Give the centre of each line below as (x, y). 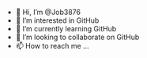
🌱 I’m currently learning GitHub (66, 29)
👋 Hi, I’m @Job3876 (48, 12)
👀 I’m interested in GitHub (57, 20)
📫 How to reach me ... (52, 46)
